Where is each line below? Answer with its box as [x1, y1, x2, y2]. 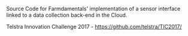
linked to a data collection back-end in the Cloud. [6, 11, 128, 19]
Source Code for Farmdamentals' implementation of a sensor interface [6, 5, 181, 12]
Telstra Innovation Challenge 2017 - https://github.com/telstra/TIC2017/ [6, 23, 182, 30]
